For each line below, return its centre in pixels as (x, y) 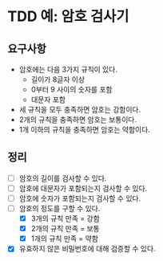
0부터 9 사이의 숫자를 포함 (72, 90)
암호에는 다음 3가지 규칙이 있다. (68, 69)
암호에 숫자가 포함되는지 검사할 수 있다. (80, 198)
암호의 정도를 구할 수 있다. (60, 208)
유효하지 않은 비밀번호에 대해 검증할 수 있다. (87, 249)
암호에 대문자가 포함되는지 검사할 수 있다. (83, 188)
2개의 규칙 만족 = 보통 (66, 229)
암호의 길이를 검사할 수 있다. (63, 178)
